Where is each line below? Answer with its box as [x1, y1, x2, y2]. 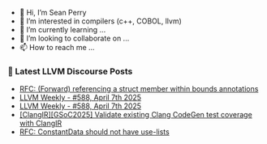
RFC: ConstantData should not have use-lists [19, 127, 170, 137]
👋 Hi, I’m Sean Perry [19, 8, 87, 17]
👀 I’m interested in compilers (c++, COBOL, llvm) [19, 16, 182, 26]
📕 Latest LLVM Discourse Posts [7, 66, 133, 77]
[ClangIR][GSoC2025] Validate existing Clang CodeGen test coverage [19, 110, 252, 120]
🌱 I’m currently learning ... [19, 25, 106, 34]
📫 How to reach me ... [19, 43, 95, 52]
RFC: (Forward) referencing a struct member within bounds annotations [19, 84, 259, 94]
